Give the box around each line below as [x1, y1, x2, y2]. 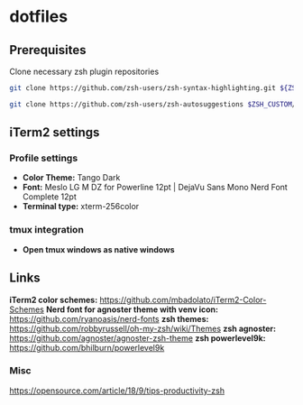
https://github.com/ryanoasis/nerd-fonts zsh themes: [9, 313, 209, 324]
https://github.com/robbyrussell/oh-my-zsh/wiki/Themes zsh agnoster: [9, 323, 277, 334]
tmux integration [9, 224, 84, 236]
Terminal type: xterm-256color [22, 201, 140, 212]
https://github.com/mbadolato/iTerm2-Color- [99, 294, 267, 305]
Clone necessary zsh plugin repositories [9, 66, 160, 77]
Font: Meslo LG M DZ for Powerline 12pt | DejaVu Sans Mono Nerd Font [22, 182, 289, 193]
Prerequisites [9, 42, 87, 58]
